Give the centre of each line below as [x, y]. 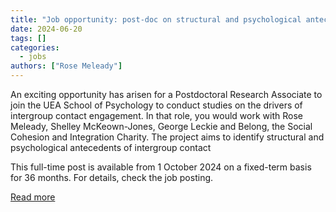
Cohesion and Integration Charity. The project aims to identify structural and [167, 137]
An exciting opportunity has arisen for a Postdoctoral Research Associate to [166, 94]
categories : [35, 47]
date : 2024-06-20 [46, 29]
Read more [33, 197]
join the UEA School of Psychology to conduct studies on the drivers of [156, 105]
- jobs [33, 57]
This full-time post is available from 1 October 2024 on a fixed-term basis [161, 167]
